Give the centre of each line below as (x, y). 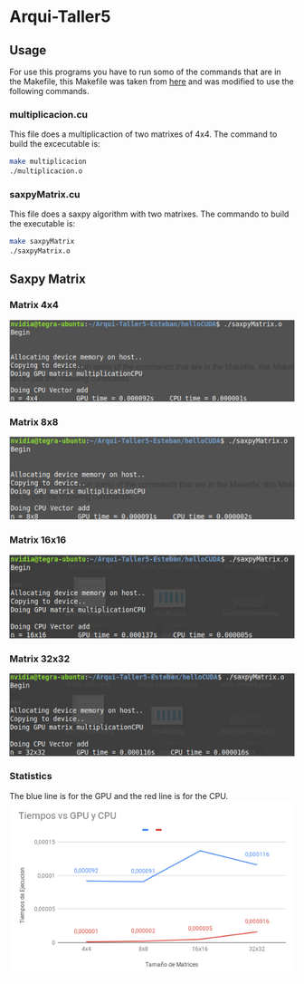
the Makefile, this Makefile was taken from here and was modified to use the (152, 82)
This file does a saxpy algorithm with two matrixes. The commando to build (149, 214)
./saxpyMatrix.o (40, 251)
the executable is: (42, 224)
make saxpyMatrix (42, 242)
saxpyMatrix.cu (45, 194)
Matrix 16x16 (38, 540)
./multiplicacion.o (46, 171)
